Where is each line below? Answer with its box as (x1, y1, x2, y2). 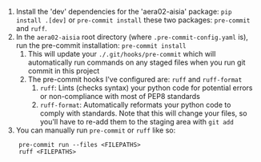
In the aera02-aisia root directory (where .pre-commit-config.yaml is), (15, 32, 248, 41)
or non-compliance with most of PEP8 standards (39, 92, 200, 101)
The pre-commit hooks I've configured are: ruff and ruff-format (27, 75, 243, 84)
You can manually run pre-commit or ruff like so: (15, 125, 176, 135)
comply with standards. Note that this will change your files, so (39, 109, 247, 118)
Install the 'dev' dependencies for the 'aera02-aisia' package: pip (15, 7, 232, 16)
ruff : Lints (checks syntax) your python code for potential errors (39, 83, 253, 93)
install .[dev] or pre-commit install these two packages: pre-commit (15, 15, 251, 25)
